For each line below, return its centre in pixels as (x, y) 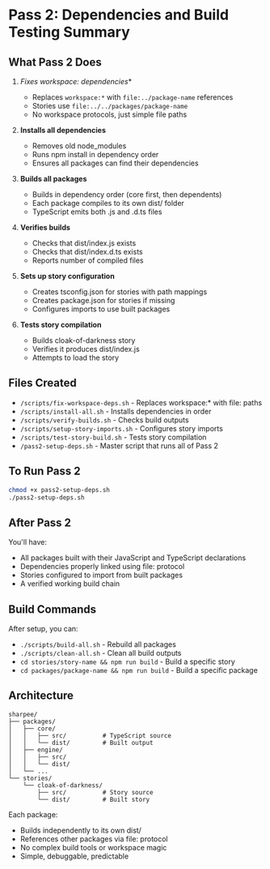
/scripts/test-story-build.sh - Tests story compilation (113, 437)
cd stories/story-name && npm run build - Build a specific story (128, 661)
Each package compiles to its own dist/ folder (108, 203)
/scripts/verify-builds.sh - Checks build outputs (104, 420)
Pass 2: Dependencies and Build (118, 15)
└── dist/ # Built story (94, 799)
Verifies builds (45, 227)
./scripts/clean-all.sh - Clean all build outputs (101, 653)
